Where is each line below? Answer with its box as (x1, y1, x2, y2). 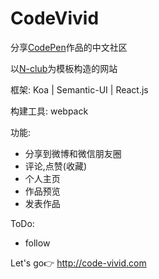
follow (24, 237, 51, 249)
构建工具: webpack (10, 105, 89, 117)
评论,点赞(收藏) (24, 160, 88, 172)
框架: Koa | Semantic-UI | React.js (10, 83, 149, 96)
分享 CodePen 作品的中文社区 (10, 41, 128, 53)
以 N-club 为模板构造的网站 (10, 62, 118, 74)
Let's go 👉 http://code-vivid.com (10, 257, 147, 269)
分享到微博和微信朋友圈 (24, 147, 122, 159)
